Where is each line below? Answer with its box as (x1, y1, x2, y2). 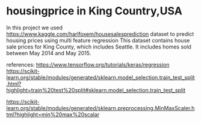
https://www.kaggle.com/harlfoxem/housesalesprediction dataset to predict (6, 30, 194, 37)
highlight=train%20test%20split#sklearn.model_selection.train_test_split (6, 86, 185, 93)
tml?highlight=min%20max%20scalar (6, 111, 100, 118)
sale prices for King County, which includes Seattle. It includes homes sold (6, 43, 191, 50)
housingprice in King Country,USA (6, 4, 182, 18)
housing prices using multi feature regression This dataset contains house (6, 37, 190, 44)
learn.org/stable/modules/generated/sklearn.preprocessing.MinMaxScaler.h (6, 104, 195, 111)
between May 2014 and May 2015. (6, 49, 91, 56)
